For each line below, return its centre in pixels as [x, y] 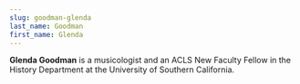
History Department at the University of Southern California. [122, 70]
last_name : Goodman [47, 26]
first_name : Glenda [47, 34]
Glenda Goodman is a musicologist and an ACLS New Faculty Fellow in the [150, 61]
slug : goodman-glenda [51, 18]
